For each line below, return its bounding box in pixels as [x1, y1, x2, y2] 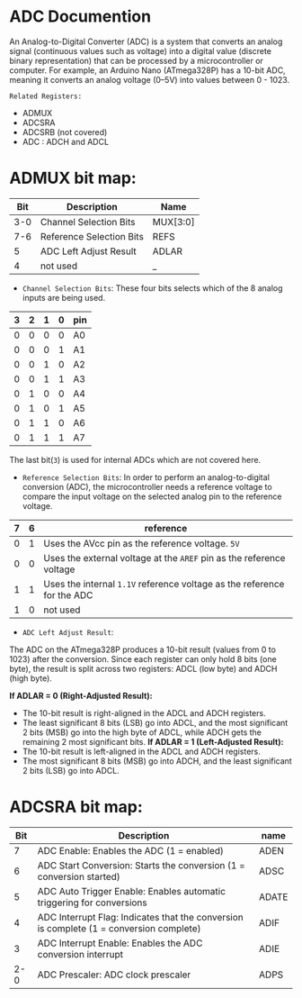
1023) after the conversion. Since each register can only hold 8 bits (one [9, 653, 277, 664]
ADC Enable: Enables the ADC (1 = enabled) [37, 844, 225, 857]
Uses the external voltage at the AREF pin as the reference [43, 551, 286, 564]
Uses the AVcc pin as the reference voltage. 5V [43, 537, 240, 549]
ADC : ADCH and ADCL [22, 136, 110, 147]
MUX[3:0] [152, 215, 195, 228]
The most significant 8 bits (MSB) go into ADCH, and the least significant [22, 755, 292, 767]
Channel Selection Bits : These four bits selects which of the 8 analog [22, 282, 283, 294]
